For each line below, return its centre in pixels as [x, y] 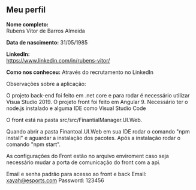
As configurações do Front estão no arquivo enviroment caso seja [88, 156]
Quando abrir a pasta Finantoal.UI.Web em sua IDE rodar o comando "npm [98, 131]
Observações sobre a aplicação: [46, 84]
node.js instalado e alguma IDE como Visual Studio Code [76, 108]
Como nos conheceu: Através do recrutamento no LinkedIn [80, 72]
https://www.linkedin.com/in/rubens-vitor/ [58, 60]
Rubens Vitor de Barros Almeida [46, 31]
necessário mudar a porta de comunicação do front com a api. [83, 162]
